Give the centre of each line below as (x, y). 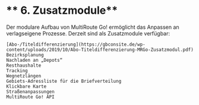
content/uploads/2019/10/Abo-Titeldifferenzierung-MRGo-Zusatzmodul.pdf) (100, 49)
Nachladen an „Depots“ (34, 60)
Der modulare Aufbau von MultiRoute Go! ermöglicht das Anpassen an (93, 27)
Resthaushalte (24, 65)
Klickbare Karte (26, 86)
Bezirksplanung (25, 55)
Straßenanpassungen (30, 91)
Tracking (17, 70)
